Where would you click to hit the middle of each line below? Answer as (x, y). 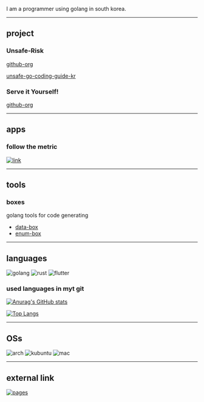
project (20, 34)
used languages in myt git (45, 289)
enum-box (28, 234)
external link (30, 378)
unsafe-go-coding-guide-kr (41, 76)
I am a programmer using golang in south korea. (66, 9)
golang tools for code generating (47, 216)
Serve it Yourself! (32, 92)
